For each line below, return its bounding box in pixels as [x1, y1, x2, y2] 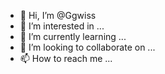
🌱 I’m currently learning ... [19, 31, 127, 42]
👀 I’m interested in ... [19, 20, 105, 32]
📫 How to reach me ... [19, 53, 113, 64]
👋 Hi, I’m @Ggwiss [19, 10, 97, 21]
